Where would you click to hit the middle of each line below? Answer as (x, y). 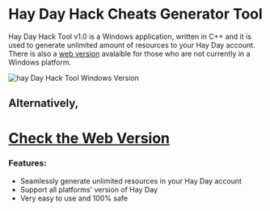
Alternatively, (44, 103)
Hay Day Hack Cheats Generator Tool (135, 14)
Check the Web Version (89, 138)
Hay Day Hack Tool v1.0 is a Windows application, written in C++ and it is (130, 36)
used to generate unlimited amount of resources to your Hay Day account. (132, 44)
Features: (27, 163)
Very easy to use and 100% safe (74, 198)
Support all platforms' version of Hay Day (89, 189)
